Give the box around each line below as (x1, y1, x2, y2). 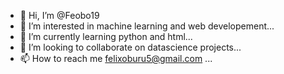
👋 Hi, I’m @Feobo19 (19, 10, 100, 21)
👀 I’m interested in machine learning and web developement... (19, 20, 275, 32)
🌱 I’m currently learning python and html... (19, 31, 193, 42)
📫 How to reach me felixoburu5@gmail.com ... (19, 53, 213, 64)
